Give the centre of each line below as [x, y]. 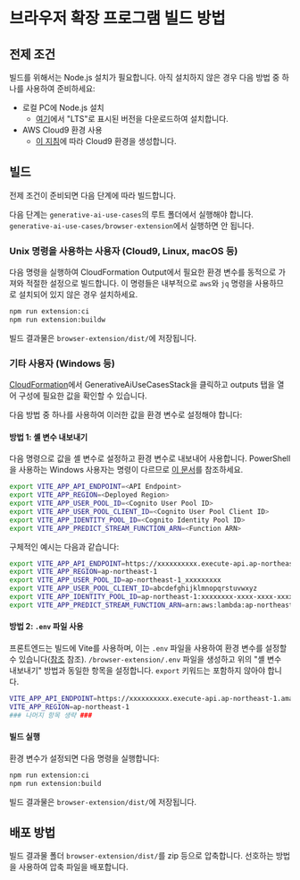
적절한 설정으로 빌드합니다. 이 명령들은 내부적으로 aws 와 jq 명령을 [139, 284]
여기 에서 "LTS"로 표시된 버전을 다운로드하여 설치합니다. [132, 119]
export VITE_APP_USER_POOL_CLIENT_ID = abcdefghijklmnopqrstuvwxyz [133, 589]
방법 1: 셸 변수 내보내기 [48, 437]
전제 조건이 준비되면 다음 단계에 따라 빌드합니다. [93, 195]
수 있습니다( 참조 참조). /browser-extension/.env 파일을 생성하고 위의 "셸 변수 [146, 660]
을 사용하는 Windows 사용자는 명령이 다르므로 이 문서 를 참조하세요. [126, 470]
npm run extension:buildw [57, 320]
